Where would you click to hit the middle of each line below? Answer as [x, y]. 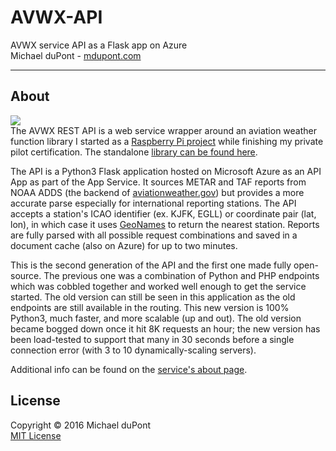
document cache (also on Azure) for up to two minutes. [124, 245]
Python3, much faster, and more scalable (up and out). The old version [156, 318]
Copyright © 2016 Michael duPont [81, 425]
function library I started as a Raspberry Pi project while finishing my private [167, 141]
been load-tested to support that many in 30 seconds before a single [152, 339]
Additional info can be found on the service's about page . [129, 369]
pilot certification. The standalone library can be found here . [134, 152]
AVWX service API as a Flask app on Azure [99, 45]
